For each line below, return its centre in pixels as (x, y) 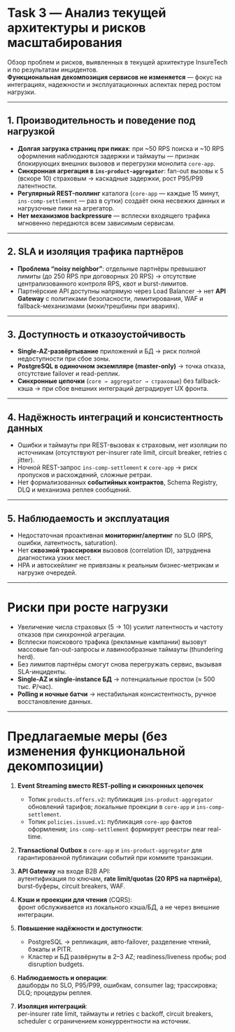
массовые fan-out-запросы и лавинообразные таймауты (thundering (120, 649)
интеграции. (36, 914)
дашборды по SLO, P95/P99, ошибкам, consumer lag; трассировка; (117, 985)
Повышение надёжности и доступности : (80, 928)
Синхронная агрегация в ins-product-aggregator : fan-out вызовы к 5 (120, 170)
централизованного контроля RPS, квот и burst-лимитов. (103, 283)
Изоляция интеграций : (52, 1006)
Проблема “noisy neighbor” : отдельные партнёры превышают (112, 269)
